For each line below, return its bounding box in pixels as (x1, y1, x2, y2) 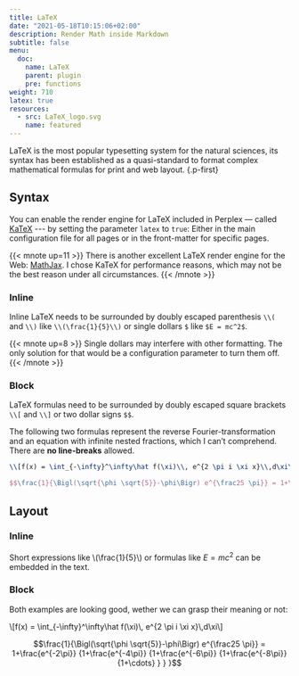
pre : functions (25, 79, 82, 88)
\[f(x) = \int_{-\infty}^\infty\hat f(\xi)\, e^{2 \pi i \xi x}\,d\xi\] (9, 621, 223, 631)
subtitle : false (9, 37, 69, 47)
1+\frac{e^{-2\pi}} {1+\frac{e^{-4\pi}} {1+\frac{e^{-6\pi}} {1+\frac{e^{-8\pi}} (12, 647, 287, 658)
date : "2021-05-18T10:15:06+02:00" (9, 21, 141, 30)
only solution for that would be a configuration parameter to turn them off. (9, 348, 280, 359)
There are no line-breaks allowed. (9, 445, 135, 456)
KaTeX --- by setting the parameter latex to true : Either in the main (9, 223, 256, 234)
